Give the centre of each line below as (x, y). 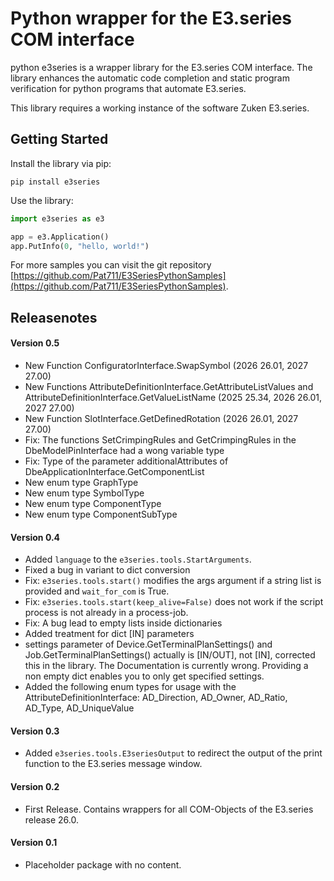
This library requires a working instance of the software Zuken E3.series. (160, 108)
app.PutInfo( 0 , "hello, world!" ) (80, 246)
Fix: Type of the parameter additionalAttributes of (126, 461)
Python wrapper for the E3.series (151, 18)
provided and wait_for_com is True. (97, 591)
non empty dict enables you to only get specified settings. (144, 676)
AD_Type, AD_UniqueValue (79, 708)
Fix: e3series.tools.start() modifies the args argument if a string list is (173, 581)
